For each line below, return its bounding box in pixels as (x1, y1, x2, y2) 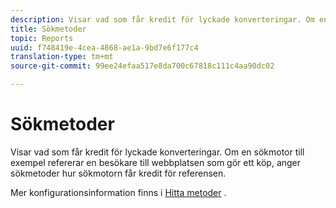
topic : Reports (10, 33, 74, 43)
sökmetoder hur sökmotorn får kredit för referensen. (10, 167, 227, 179)
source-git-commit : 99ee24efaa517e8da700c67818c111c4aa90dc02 (10, 61, 275, 71)
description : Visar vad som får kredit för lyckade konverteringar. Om (10, 14, 315, 25)
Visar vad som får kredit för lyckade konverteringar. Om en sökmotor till (10, 146, 305, 158)
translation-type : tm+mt (10, 52, 114, 62)
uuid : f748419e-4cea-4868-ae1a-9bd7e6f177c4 (10, 42, 199, 53)
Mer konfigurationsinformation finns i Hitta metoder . (10, 186, 227, 198)
